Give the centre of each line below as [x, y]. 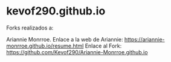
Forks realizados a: [30, 28]
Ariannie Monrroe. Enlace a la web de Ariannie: [65, 39]
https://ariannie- [144, 39]
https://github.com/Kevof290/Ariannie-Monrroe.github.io [77, 52]
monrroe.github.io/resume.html [45, 46]
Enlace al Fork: [103, 46]
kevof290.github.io [56, 11]
